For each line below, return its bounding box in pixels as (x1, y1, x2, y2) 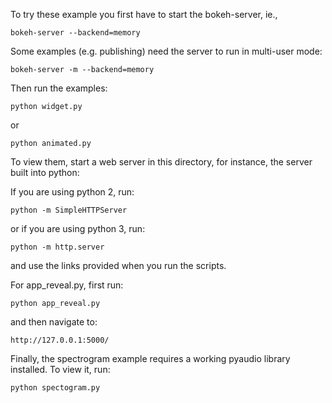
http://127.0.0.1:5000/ (10, 335, 110, 345)
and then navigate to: (10, 316, 98, 328)
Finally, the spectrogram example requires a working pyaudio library (10, 353, 291, 364)
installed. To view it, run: (10, 364, 111, 375)
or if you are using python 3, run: (10, 223, 146, 234)
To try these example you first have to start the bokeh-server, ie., (10, 9, 278, 20)
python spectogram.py (10, 383, 101, 393)
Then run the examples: (10, 82, 108, 94)
